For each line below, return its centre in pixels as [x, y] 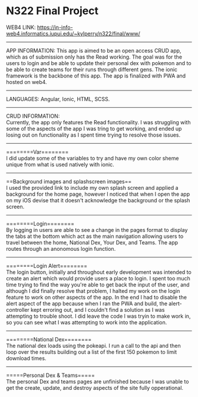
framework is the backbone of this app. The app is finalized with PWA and [96, 76]
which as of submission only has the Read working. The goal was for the [94, 57]
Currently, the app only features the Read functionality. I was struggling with [98, 122]
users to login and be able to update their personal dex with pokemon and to [99, 63]
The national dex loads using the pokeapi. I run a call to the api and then [93, 346]
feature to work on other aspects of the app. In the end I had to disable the [97, 297]
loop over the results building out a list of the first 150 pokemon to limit [92, 352]
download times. [26, 358]
